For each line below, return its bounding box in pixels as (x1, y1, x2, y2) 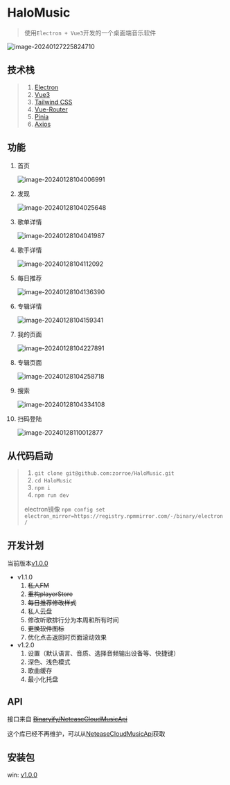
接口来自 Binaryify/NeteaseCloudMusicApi (7, 715, 128, 723)
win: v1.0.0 (7, 770, 38, 779)
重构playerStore (27, 590, 73, 598)
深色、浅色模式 (27, 658, 71, 666)
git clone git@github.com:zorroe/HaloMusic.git (34, 470, 175, 477)
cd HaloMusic (34, 478, 73, 485)
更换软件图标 (27, 624, 64, 633)
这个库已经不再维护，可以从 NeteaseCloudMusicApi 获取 (7, 730, 166, 738)
